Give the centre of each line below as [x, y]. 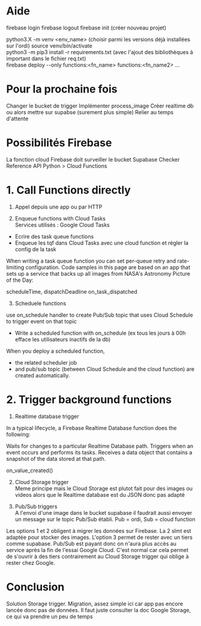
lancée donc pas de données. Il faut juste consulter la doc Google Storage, [98, 610]
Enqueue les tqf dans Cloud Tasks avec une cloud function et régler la [102, 243]
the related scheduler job [46, 362]
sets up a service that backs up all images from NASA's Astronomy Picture [98, 273]
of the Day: [20, 280]
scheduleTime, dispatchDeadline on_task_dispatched [72, 291]
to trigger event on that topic [41, 321]
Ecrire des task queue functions [54, 236]
